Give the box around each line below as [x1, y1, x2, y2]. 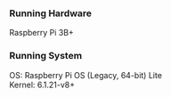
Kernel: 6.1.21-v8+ [9, 79, 76, 90]
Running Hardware [9, 7, 92, 20]
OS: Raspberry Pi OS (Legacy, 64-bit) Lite [9, 69, 163, 80]
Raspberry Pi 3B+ [9, 28, 74, 38]
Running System [9, 50, 83, 62]
